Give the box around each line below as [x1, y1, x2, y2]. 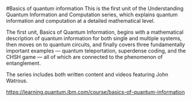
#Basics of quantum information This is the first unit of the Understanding [6, 5, 184, 12]
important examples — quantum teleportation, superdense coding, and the [6, 47, 186, 54]
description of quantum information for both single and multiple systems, [6, 35, 182, 41]
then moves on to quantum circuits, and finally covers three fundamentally [6, 41, 186, 48]
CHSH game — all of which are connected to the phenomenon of [6, 54, 163, 60]
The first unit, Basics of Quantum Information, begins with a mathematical [6, 29, 184, 36]
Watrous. [6, 77, 28, 84]
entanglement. [6, 60, 41, 67]
